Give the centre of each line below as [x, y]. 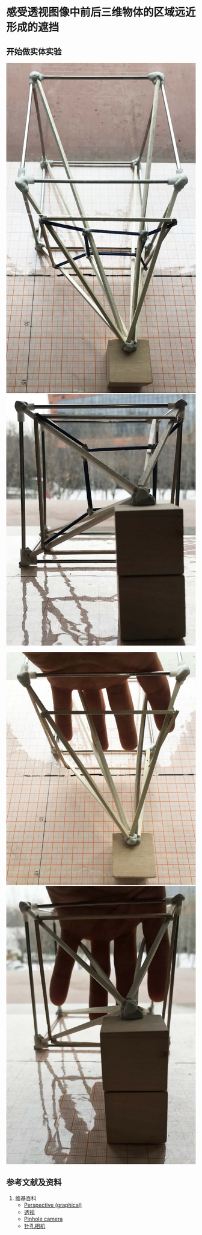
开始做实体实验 [34, 52]
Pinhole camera [43, 1219]
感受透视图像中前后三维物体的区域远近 [101, 12]
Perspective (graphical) [53, 1205]
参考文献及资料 [34, 1182]
